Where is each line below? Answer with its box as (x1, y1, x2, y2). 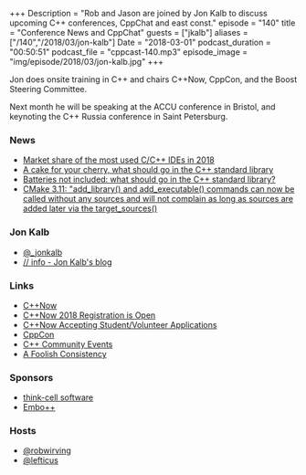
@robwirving (22, 445, 71, 456)
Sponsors (9, 371, 54, 384)
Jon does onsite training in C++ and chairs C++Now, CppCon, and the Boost (9, 74, 298, 85)
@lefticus (22, 455, 59, 466)
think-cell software (22, 392, 94, 403)
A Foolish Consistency (22, 348, 107, 359)
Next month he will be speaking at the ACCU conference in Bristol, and (9, 101, 276, 112)
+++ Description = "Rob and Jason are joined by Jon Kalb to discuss (9, 8, 268, 18)
